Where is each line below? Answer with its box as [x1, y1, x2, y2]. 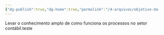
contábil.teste [5, 25, 33, 31]
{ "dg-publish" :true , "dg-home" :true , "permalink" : [5, 7, 106, 12]
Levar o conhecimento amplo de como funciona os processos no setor [5, 20, 147, 26]
